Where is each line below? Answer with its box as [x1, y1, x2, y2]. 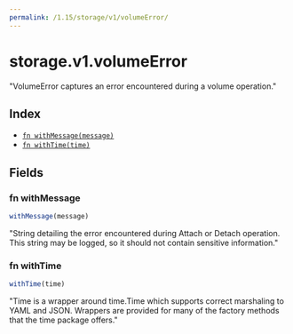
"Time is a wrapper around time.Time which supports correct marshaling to [9, 296, 284, 306]
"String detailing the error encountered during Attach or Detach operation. [9, 227, 281, 238]
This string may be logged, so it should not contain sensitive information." [9, 237, 279, 248]
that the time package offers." [9, 314, 118, 325]
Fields [9, 165, 44, 180]
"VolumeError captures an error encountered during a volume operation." [9, 81, 277, 91]
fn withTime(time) [21, 141, 91, 150]
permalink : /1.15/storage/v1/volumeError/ [9, 12, 169, 22]
